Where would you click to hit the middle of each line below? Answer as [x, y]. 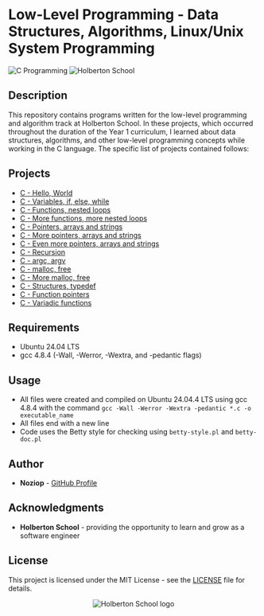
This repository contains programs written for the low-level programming [128, 115]
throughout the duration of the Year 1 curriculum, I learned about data [122, 131]
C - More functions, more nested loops [83, 218]
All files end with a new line [64, 423]
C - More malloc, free [55, 277]
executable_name [47, 415]
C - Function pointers [54, 294]
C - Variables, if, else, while [64, 201]
